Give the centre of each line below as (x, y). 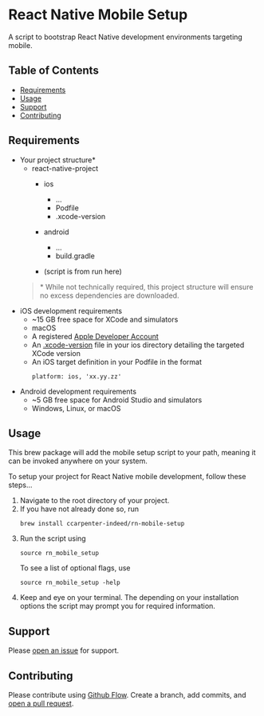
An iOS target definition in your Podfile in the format (116, 362)
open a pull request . (41, 703)
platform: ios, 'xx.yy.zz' (77, 376)
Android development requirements (78, 391)
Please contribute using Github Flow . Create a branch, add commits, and (127, 695)
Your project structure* (57, 160)
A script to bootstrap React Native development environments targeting (126, 37)
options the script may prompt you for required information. (117, 606)
